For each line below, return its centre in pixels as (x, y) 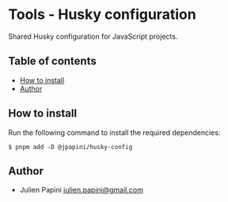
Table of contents (52, 61)
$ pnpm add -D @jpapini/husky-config (70, 147)
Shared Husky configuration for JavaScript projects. (93, 36)
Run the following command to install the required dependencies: (114, 133)
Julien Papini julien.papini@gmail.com (82, 190)
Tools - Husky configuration (102, 15)
